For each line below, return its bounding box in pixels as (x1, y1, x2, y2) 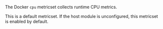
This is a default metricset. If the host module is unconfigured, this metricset (5, 14, 158, 19)
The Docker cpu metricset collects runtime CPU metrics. (5, 4, 117, 10)
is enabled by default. (5, 19, 49, 24)
